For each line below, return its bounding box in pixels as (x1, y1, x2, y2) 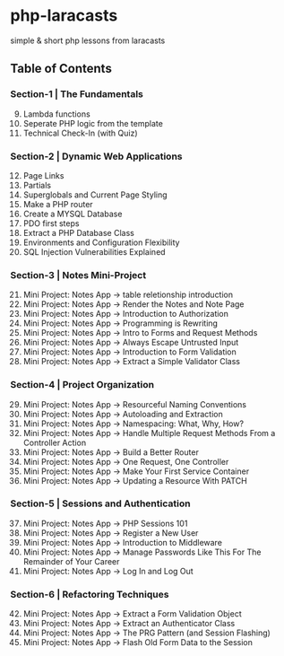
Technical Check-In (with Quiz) (22, 127, 138, 138)
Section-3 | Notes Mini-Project (10, 268, 147, 281)
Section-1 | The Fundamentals (10, 88, 144, 101)
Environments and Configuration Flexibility (22, 237, 180, 248)
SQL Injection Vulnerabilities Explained (22, 246, 166, 257)
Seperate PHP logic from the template (22, 118, 164, 128)
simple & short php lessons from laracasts (10, 35, 166, 46)
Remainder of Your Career (22, 555, 120, 566)
